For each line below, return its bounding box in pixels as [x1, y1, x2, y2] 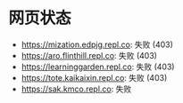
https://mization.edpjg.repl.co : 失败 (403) [21, 39, 173, 50]
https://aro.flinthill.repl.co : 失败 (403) [21, 50, 158, 60]
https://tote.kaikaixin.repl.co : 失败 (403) [21, 72, 168, 83]
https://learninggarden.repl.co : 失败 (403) [21, 61, 175, 72]
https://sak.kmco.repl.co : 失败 [21, 83, 132, 94]
